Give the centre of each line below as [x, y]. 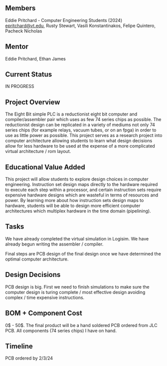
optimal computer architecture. [37, 259]
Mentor [17, 47]
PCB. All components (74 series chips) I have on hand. [61, 330]
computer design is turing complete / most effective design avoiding [75, 292]
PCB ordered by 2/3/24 [29, 358]
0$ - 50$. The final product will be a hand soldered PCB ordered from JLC [82, 325]
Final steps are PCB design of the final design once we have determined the [83, 253]
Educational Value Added [45, 167]
